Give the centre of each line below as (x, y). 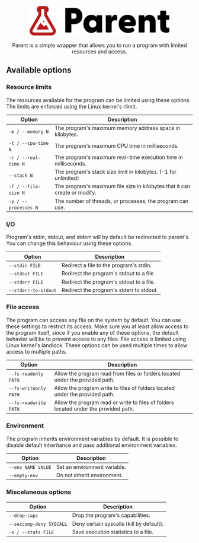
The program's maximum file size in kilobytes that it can (122, 186)
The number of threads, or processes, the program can (121, 201)
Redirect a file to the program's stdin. (107, 265)
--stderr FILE (26, 282)
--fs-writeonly (27, 388)
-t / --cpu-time (29, 143)
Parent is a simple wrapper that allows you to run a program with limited (99, 45)
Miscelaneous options (39, 492)
